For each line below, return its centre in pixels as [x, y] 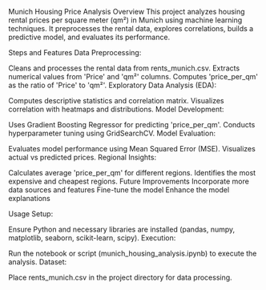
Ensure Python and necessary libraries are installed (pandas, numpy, [122, 229]
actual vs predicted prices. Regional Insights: [83, 157]
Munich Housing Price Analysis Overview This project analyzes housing [127, 12]
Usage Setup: [31, 214]
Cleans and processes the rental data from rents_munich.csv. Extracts [124, 68]
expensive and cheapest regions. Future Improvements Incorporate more [129, 181]
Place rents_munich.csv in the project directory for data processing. [120, 277]
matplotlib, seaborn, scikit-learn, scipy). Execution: [92, 238]
